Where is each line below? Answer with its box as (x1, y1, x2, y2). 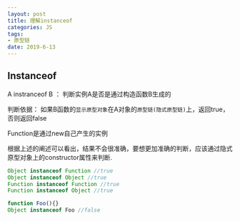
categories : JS (7, 24, 53, 31)
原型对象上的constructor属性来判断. (7, 153, 113, 161)
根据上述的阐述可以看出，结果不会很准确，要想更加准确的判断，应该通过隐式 (7, 144, 233, 153)
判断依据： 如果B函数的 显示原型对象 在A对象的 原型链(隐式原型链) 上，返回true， (7, 105, 229, 113)
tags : (7, 30, 24, 38)
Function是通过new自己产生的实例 (7, 129, 109, 138)
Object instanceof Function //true (7, 167, 114, 175)
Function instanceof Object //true (7, 187, 114, 195)
